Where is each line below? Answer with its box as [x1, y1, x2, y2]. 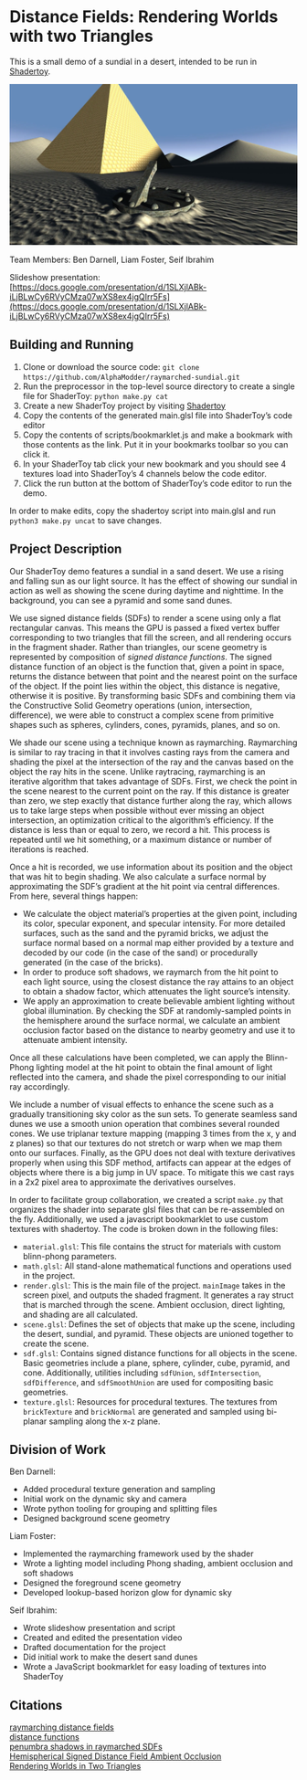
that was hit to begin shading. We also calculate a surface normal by [9, 870, 267, 882]
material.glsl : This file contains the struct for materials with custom [22, 1240, 281, 1252]
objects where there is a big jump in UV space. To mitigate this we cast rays [9, 1166, 295, 1177]
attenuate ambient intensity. [22, 1034, 128, 1045]
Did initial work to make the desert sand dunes [22, 1651, 198, 1663]
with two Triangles [9, 26, 153, 47]
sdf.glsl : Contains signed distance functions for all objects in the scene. [22, 1347, 298, 1358]
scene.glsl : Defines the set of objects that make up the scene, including [22, 1318, 295, 1330]
